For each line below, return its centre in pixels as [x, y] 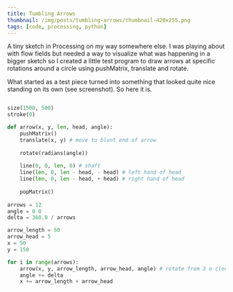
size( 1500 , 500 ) [31, 108]
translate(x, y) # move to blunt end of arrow [88, 140]
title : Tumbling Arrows [42, 14]
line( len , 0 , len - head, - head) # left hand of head [101, 172]
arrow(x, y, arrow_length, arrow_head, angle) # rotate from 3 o [116, 268]
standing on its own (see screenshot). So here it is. [80, 89]
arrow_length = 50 [34, 230]
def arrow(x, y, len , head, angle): [60, 127]
